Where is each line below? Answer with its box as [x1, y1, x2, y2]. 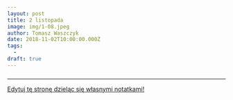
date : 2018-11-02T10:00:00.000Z [7, 36, 101, 43]
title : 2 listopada [7, 17, 64, 24]
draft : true [7, 56, 42, 62]
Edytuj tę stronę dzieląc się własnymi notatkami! [7, 85, 145, 93]
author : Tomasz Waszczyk [7, 29, 79, 37]
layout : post [7, 10, 45, 17]
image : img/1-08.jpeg [7, 23, 70, 30]
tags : [7, 42, 23, 49]
